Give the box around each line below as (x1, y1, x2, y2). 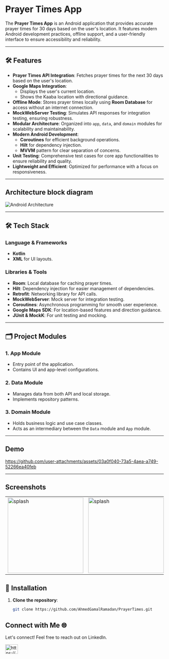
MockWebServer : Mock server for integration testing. (12, 296, 125, 302)
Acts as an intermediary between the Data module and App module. (12, 425, 151, 431)
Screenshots (5, 483, 46, 491)
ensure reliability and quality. (12, 158, 72, 164)
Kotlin (12, 251, 26, 257)
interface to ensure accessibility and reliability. (5, 36, 102, 42)
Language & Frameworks (5, 239, 67, 246)
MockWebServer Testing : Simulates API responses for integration (12, 109, 150, 116)
